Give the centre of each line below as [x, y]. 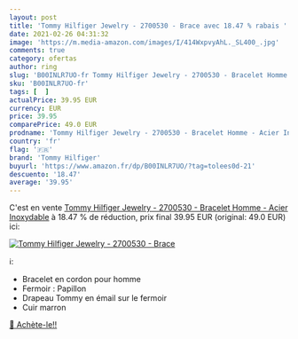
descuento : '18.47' [45, 174]
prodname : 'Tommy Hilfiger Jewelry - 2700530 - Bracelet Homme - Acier [144, 133]
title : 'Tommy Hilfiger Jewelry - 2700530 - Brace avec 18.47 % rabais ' [149, 26]
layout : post [33, 17]
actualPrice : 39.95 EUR [53, 100]
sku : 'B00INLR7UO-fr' [49, 83]
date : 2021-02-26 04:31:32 [59, 34]
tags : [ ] [29, 91]
